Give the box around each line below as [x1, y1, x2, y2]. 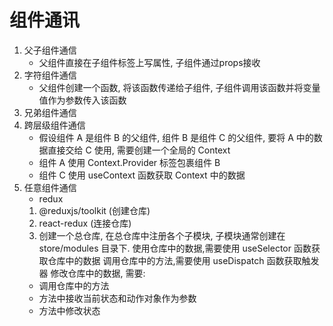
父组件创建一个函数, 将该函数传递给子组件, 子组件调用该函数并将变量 [38, 81, 321, 93]
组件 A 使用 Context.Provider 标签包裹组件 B [38, 156, 221, 168]
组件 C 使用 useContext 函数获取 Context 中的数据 [38, 169, 246, 181]
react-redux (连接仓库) [38, 217, 132, 229]
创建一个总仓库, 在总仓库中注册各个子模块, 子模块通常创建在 [38, 229, 286, 241]
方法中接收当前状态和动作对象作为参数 [38, 292, 197, 304]
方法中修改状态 [38, 304, 101, 316]
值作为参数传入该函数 [38, 94, 127, 106]
